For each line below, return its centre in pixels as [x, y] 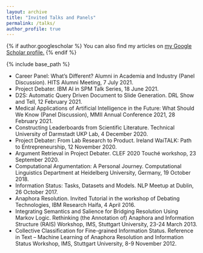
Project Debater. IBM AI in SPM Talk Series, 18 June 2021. [87, 89]
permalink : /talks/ [31, 23]
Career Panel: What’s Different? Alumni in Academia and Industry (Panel [105, 76]
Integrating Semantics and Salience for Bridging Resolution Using [97, 211]
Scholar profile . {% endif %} [42, 53]
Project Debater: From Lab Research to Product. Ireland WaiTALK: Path [103, 141]
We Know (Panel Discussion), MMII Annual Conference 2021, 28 [95, 115]
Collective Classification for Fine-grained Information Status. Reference [104, 231]
